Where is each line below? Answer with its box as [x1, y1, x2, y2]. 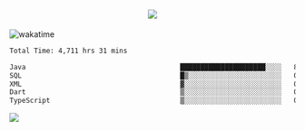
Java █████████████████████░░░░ [9, 62, 282, 71]
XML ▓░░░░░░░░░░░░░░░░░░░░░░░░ [9, 80, 282, 89]
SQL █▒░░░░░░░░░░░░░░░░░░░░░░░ [9, 70, 282, 80]
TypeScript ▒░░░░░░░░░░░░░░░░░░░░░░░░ [9, 96, 282, 106]
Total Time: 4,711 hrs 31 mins [9, 46, 128, 55]
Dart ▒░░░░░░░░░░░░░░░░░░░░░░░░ [9, 88, 282, 97]
